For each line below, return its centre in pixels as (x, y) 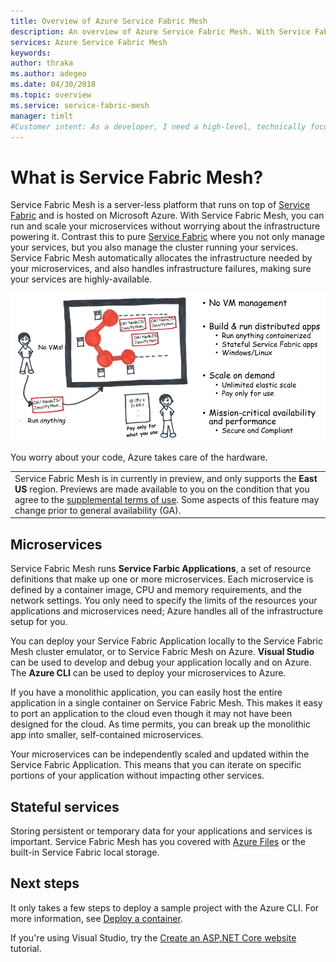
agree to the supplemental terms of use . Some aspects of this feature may (167, 499)
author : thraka (42, 63)
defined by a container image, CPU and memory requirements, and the (156, 590)
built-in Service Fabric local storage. (85, 852)
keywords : (31, 53)
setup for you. (39, 622)
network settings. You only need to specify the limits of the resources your (164, 601)
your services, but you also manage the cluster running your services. (154, 247)
